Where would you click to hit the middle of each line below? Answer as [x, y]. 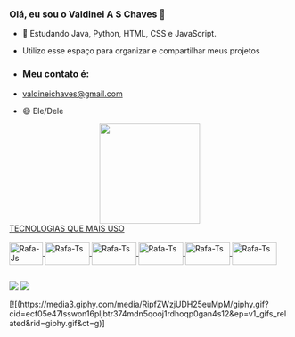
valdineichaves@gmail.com [72, 94]
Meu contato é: [56, 74]
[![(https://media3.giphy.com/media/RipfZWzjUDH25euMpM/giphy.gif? [139, 304]
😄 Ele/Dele [43, 111]
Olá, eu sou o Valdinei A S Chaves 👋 [87, 14]
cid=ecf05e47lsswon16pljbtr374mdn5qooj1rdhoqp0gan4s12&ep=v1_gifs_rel [148, 313]
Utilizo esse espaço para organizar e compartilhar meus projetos [141, 51]
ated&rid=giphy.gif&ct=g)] [57, 323]
